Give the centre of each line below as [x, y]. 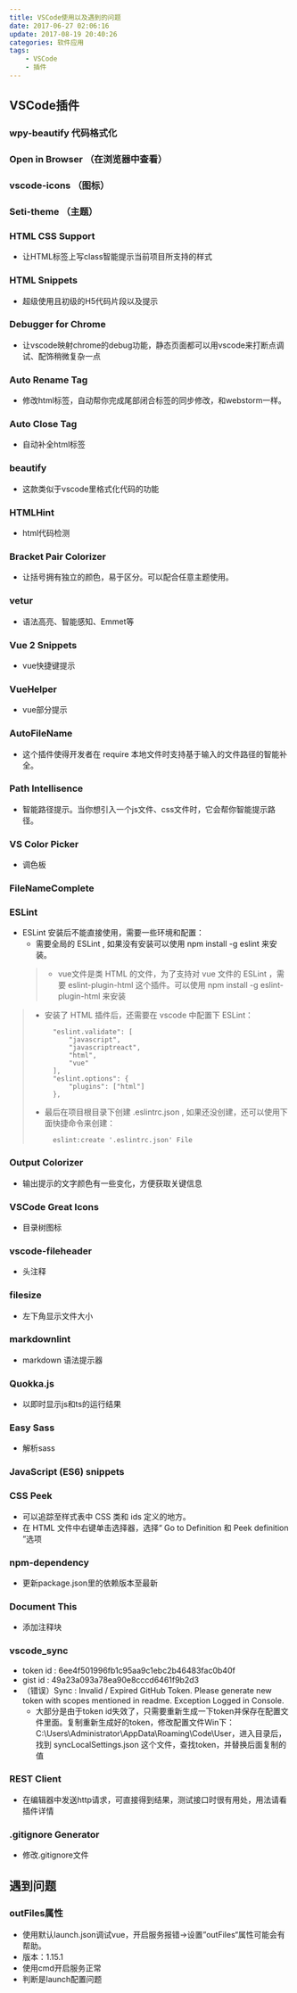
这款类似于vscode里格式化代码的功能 [91, 489]
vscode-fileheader [50, 1251]
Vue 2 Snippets [43, 645]
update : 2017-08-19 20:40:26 [63, 34]
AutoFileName [41, 734]
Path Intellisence [46, 788]
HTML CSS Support [52, 235]
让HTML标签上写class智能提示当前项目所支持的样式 [117, 257]
